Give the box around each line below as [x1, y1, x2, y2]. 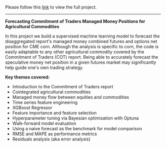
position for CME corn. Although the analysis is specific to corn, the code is [5, 44, 159, 49]
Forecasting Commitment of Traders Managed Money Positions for [5, 18, 146, 24]
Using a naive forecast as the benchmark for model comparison [12, 126, 142, 131]
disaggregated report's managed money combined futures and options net [5, 38, 158, 44]
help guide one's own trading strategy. [5, 65, 84, 71]
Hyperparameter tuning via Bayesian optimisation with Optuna [12, 115, 139, 121]
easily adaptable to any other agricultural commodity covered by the [5, 49, 144, 55]
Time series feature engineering [12, 100, 78, 105]
